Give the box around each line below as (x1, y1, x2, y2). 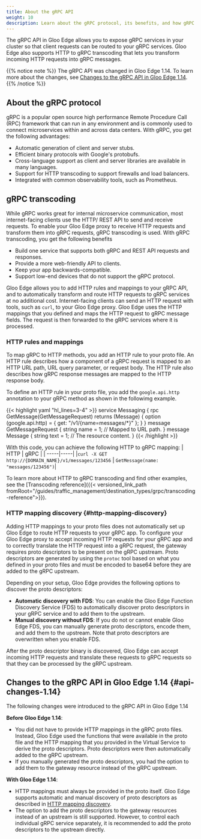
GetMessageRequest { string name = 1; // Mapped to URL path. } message (6, 426, 190, 433)
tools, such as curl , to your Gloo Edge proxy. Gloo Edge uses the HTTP (6, 303, 182, 311)
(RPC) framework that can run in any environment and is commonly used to (6, 120, 193, 127)
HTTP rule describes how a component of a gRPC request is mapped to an (6, 358, 191, 365)
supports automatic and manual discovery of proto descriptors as (14, 794, 177, 801)
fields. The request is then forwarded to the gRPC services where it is (6, 317, 178, 323)
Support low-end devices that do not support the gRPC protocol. (14, 273, 175, 280)
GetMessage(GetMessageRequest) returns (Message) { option (6, 413, 161, 420)
